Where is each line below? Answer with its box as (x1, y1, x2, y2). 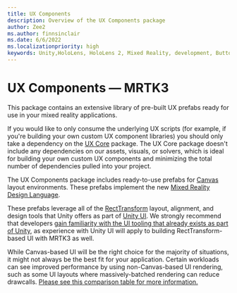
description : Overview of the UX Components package (7, 17, 166, 24)
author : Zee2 (7, 23, 46, 30)
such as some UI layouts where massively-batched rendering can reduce (7, 270, 220, 278)
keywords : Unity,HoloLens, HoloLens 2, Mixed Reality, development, (7, 50, 213, 57)
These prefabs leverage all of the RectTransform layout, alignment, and (7, 204, 214, 212)
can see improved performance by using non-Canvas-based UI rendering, (7, 262, 224, 271)
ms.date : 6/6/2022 (7, 37, 61, 44)
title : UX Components (7, 10, 71, 18)
